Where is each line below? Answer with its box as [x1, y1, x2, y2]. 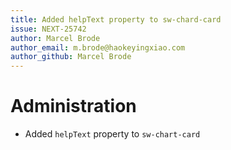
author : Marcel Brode [10, 33, 101, 43]
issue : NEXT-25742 [10, 24, 87, 34]
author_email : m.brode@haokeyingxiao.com [10, 42, 186, 53]
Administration [10, 95, 137, 118]
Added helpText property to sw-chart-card [24, 128, 201, 140]
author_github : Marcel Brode [10, 52, 132, 62]
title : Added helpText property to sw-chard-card [10, 14, 222, 25]
